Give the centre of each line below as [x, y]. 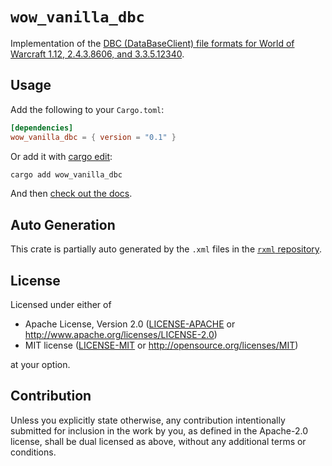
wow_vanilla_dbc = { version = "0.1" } [93, 137]
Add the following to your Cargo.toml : [87, 109]
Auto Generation [63, 224]
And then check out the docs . [71, 194]
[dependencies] [42, 128]
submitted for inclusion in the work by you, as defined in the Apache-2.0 [159, 430]
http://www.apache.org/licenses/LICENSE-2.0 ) [121, 334]
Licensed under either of [61, 304]
